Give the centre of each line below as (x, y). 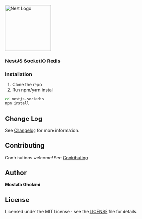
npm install (17, 103)
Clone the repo (27, 85)
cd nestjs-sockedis (25, 99)
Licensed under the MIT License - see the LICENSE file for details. (71, 212)
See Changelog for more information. (42, 130)
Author (16, 173)
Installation (19, 74)
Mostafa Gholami (23, 184)
